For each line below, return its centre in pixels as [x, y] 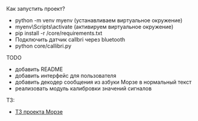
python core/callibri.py [43, 46]
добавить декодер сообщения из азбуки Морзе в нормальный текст [103, 82]
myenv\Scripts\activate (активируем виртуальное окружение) [94, 27]
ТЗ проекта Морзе [39, 112]
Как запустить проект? [36, 9]
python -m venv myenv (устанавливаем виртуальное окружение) [99, 20]
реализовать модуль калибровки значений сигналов [83, 88]
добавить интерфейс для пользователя [65, 76]
